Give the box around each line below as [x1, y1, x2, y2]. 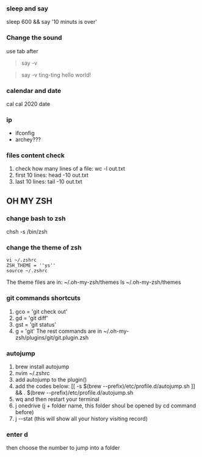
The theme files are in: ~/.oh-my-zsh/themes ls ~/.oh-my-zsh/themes [6, 278, 181, 286]
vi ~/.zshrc [6, 257, 37, 264]
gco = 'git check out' [15, 308, 68, 315]
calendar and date [6, 86, 62, 95]
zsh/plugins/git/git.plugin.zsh [15, 333, 89, 341]
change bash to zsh [6, 214, 66, 223]
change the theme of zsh [6, 243, 82, 252]
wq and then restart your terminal [15, 396, 99, 403]
